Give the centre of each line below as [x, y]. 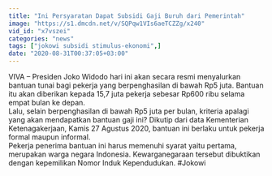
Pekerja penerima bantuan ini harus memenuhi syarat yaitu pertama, [123, 146]
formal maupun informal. [50, 137]
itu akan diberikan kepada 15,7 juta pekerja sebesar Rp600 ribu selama [127, 94]
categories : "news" [41, 39]
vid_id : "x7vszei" [39, 31]
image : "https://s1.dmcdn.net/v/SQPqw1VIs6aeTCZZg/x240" [107, 24]
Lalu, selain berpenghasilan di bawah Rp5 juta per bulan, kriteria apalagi [129, 111]
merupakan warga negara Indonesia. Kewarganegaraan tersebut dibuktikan [134, 154]
